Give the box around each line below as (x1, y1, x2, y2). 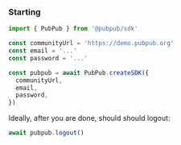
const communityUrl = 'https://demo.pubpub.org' (8, 39, 175, 48)
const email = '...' (8, 47, 78, 55)
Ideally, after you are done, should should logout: (8, 114, 171, 123)
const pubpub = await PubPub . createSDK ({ (8, 68, 150, 77)
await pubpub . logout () (8, 129, 84, 137)
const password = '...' (8, 54, 88, 62)
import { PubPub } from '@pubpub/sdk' (8, 25, 138, 33)
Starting (8, 6, 42, 18)
